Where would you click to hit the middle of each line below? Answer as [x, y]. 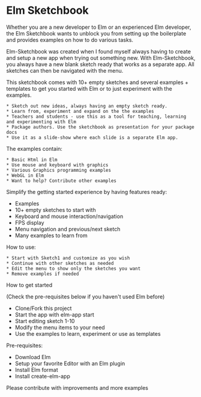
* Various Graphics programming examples [59, 170]
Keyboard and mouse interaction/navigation [69, 216]
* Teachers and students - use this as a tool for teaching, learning [96, 117]
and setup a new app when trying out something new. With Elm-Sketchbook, [101, 58]
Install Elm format [36, 369]
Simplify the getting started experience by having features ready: [87, 192]
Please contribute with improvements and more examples [77, 387]
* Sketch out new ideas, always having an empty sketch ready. [87, 106]
